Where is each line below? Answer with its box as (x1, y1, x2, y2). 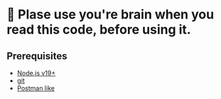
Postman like (16, 84, 55, 92)
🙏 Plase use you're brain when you (6, 6, 215, 23)
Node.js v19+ (16, 69, 56, 77)
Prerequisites (6, 50, 68, 62)
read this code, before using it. (6, 21, 191, 38)
